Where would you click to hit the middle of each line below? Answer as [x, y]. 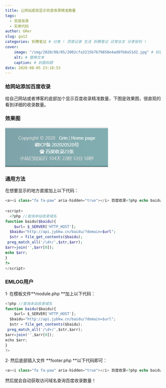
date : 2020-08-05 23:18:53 [33, 68]
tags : [11, 16]
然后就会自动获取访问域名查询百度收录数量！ [51, 381]
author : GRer [19, 31]
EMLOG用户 [19, 282]
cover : [12, 47]
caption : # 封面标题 [34, 63]
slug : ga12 [16, 37]
